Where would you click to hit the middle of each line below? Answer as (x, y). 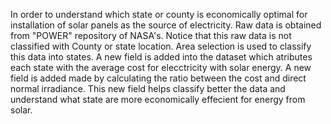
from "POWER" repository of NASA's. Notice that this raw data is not (151, 35)
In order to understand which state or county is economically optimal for (159, 14)
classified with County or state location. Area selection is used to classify (161, 46)
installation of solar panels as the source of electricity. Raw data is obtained (166, 25)
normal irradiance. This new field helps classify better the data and (148, 88)
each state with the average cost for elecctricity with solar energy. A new (161, 67)
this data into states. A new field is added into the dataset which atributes (161, 57)
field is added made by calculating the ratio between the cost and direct (158, 78)
